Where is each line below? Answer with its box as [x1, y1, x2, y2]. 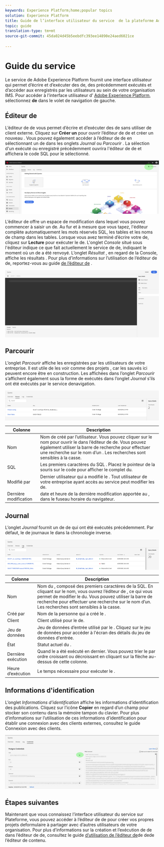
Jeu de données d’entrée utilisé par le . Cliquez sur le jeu [37, 624, 151, 630]
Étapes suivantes [5, 798, 59, 807]
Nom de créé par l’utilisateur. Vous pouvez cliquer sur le [40, 434, 152, 440]
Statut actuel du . [37, 641, 72, 647]
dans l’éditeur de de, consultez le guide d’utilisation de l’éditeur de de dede [5, 832, 155, 838]
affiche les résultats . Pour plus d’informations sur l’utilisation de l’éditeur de [5, 255, 157, 261]
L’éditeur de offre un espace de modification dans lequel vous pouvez [5, 219, 145, 225]
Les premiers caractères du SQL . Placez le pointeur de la [40, 461, 155, 467]
